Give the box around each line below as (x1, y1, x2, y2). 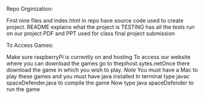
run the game (6, 86, 40, 93)
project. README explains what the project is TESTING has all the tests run (6, 24, 195, 30)
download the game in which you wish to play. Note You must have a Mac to (6, 66, 199, 73)
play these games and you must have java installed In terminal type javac (6, 73, 190, 80)
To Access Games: (6, 42, 54, 49)
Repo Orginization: (6, 5, 53, 12)
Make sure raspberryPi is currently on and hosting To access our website (6, 53, 191, 60)
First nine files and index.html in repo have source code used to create (6, 17, 184, 24)
